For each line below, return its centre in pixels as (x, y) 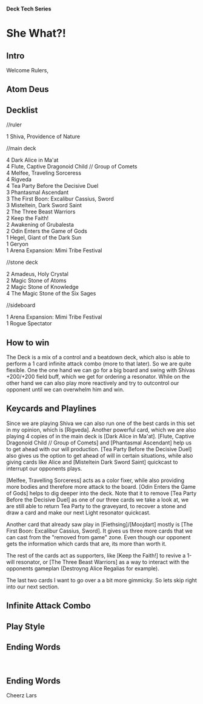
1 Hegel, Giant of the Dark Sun (44, 238)
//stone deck (22, 262)
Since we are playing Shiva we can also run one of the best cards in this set (101, 423)
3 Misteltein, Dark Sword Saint (44, 205)
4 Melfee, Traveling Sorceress (44, 173)
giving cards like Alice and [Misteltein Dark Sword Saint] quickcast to (92, 462)
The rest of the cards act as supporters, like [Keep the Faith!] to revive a (96, 555)
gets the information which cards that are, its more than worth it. (86, 544)
